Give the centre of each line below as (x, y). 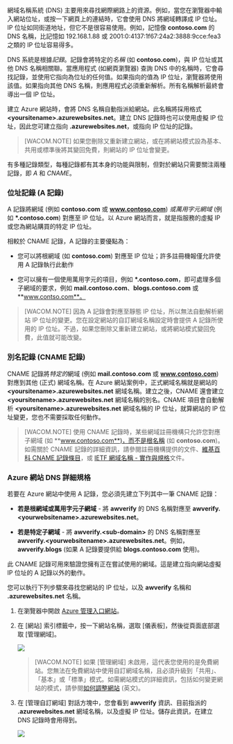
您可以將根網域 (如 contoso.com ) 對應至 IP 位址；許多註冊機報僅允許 (116, 256)
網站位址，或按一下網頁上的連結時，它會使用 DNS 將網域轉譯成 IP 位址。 (117, 19)
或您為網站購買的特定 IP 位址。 (51, 227)
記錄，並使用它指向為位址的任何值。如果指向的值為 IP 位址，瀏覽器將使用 (118, 77)
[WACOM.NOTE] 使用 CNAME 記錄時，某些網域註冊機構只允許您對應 (122, 431)
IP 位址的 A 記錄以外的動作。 (48, 572)
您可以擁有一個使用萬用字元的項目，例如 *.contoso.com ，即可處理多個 (119, 279)
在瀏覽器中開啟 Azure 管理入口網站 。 (70, 611)
